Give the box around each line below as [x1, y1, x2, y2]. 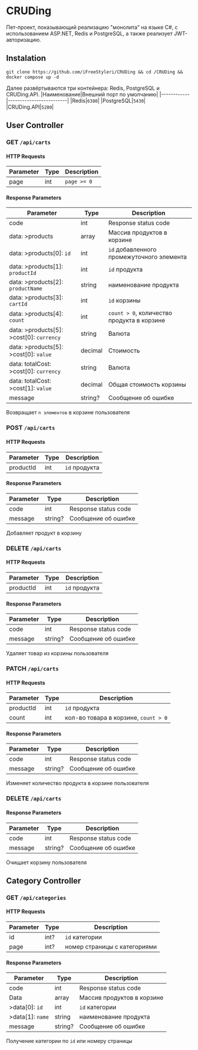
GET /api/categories [6, 893, 67, 901]
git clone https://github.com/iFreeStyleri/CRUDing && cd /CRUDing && [6, 69, 183, 75]
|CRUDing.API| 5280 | [6, 103, 54, 110]
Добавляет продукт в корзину [6, 529, 82, 537]
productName [9, 285, 43, 292]
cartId [9, 301, 28, 308]
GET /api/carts [6, 138, 51, 146]
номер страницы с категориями [64, 943, 157, 951]
